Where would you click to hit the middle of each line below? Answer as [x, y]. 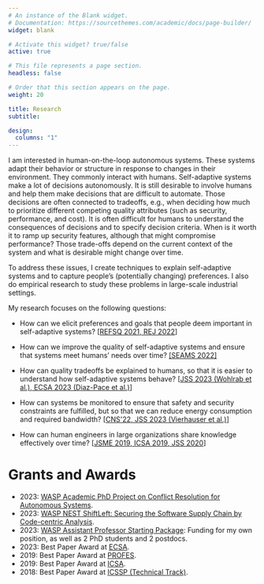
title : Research [35, 109]
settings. [22, 293]
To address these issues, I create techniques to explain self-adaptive [120, 268]
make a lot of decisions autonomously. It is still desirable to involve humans [130, 185]
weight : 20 [26, 95]
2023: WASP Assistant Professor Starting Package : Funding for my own [136, 530]
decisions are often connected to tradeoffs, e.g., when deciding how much [129, 203]
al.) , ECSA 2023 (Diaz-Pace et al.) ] [76, 388]
